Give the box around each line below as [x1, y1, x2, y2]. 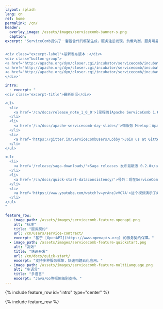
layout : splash [5, 7, 36, 12]
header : [5, 25, 21, 30]
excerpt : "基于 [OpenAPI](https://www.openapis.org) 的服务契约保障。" [14, 236, 154, 241]
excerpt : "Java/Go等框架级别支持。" [14, 276, 82, 281]
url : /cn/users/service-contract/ [14, 231, 83, 236]
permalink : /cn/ [5, 20, 38, 26]
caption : [9, 34, 27, 39]
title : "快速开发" [14, 249, 48, 254]
